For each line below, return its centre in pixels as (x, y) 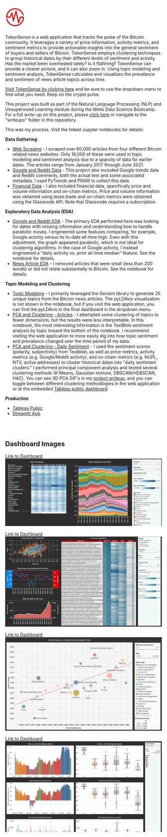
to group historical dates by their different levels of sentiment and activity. (81, 58)
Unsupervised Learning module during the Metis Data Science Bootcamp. (81, 109)
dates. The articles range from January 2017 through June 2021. (78, 165)
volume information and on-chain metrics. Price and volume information (86, 191)
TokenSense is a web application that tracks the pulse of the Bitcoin (75, 37)
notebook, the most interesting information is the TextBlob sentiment (83, 325)
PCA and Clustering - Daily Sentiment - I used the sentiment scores (81, 346)
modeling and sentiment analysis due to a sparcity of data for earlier (82, 159)
